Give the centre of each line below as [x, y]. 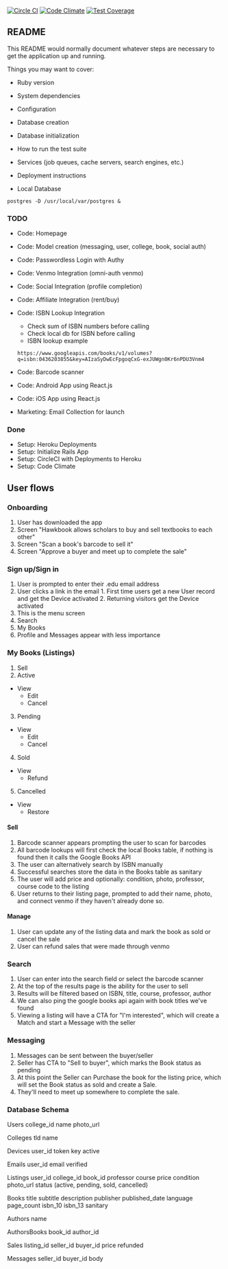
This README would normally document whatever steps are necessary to [111, 49]
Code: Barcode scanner [50, 372]
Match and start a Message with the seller [76, 1023]
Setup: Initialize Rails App [53, 452]
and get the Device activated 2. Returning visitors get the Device [108, 599]
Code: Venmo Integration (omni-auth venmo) [80, 273]
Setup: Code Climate [46, 467]
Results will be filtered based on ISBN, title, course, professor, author [114, 994]
